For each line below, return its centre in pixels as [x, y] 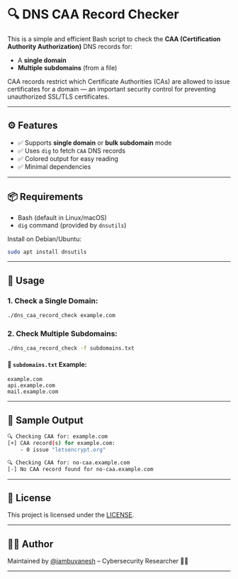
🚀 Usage [26, 281]
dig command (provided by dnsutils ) [72, 225]
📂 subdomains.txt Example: [47, 364]
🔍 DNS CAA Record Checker [93, 15]
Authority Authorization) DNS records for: [70, 46]
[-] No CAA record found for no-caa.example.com [80, 469]
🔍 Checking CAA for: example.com [58, 437]
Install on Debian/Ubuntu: [45, 238]
